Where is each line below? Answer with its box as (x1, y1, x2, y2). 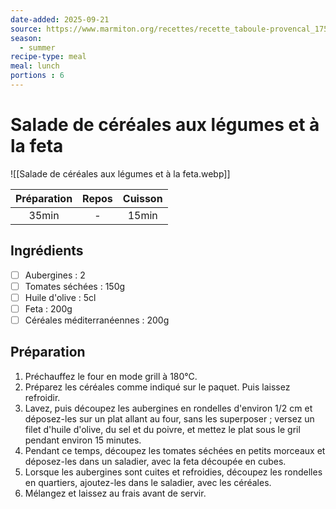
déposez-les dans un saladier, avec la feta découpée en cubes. (24, 455, 287, 467)
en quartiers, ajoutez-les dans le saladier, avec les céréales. (24, 476, 272, 488)
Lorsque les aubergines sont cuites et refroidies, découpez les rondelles (24, 466, 323, 478)
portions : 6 (10, 71, 65, 81)
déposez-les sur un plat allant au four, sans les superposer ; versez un (24, 412, 315, 425)
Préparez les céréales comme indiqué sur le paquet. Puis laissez (24, 381, 291, 393)
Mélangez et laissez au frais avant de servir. (24, 487, 207, 499)
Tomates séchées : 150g (24, 280, 126, 292)
